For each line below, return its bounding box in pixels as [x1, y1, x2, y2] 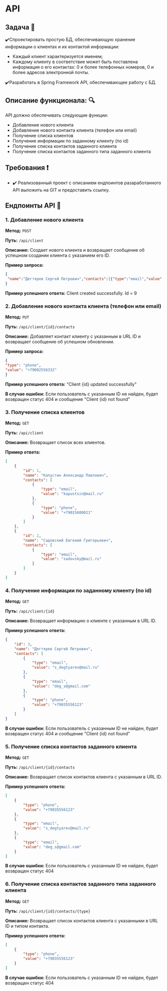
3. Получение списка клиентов [5, 408, 85, 415]
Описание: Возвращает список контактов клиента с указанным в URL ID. [5, 774, 162, 780]
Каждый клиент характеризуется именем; [12, 54, 103, 59]
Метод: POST [5, 228, 31, 234]
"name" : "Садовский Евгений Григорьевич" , [23, 538, 113, 543]
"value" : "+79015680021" [40, 510, 93, 515]
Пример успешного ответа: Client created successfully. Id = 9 [5, 290, 137, 296]
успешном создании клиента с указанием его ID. [5, 252, 110, 258]
